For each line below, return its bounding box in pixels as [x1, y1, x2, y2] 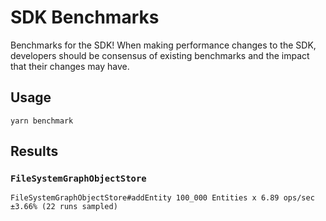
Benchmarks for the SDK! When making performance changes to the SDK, [10, 39, 317, 51]
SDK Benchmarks [10, 6, 160, 29]
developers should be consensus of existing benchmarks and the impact [10, 49, 310, 61]
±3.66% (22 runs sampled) [10, 202, 118, 212]
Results [10, 143, 59, 160]
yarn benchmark [10, 116, 74, 126]
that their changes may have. [10, 60, 130, 72]
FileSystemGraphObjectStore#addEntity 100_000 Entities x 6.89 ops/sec [10, 193, 315, 203]
